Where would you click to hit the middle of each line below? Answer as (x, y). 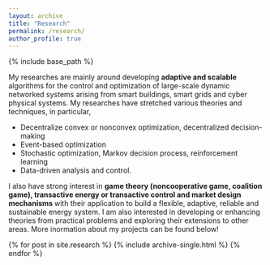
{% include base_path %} (51, 62)
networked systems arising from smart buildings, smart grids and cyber (128, 95)
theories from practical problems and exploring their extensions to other (129, 220)
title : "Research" (39, 24)
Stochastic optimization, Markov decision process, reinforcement (129, 153)
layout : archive (36, 16)
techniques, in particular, (50, 112)
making (32, 136)
